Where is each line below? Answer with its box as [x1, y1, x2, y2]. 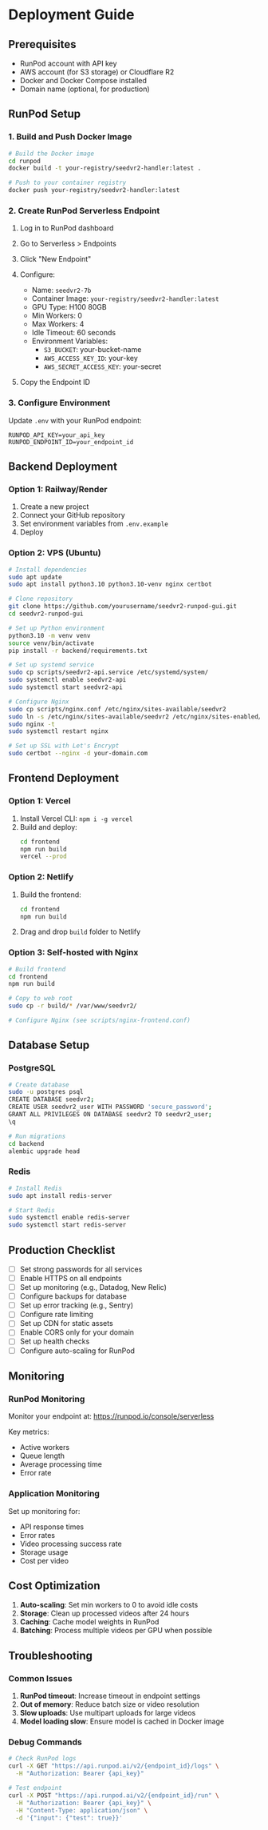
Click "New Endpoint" [19, 254, 92, 264]
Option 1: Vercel [8, 795, 71, 807]
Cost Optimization [8, 1579, 101, 1592]
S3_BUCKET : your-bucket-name [43, 345, 142, 354]
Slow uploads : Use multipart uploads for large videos [19, 1708, 196, 1718]
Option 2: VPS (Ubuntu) [8, 547, 101, 559]
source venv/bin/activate [8, 639, 94, 647]
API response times [19, 1522, 85, 1532]
